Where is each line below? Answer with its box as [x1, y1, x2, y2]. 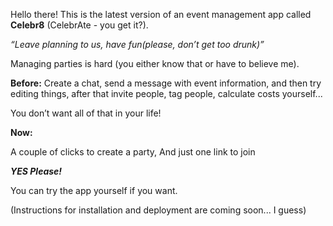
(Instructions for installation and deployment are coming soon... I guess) [10, 204, 307, 216]
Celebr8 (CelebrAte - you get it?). [10, 19, 149, 31]
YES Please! [10, 165, 63, 177]
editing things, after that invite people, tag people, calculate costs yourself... [10, 88, 323, 99]
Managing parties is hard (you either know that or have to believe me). [10, 58, 300, 69]
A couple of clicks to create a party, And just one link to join [10, 146, 256, 158]
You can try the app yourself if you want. [10, 185, 178, 196]
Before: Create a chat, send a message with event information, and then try [10, 77, 322, 89]
